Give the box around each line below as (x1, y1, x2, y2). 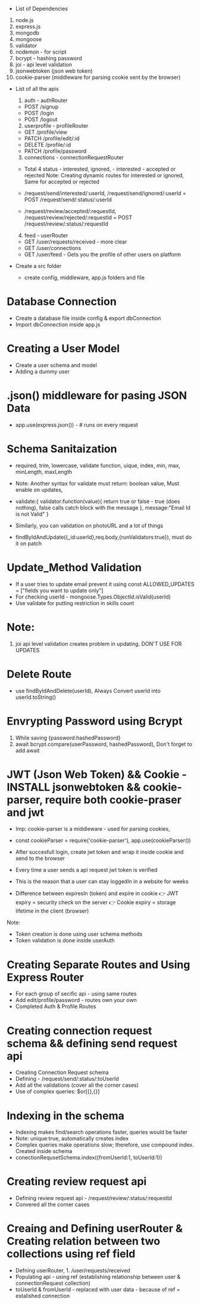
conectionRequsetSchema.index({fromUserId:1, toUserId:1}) (15, 1154, 162, 1161)
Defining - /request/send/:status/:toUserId (15, 1075, 120, 1083)
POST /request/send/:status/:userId (24, 196, 112, 203)
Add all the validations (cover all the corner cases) (15, 1081, 139, 1089)
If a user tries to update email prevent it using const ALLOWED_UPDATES (15, 580, 195, 587)
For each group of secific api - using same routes (15, 990, 137, 997)
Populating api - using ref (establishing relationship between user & (15, 1274, 181, 1281)
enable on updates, (15, 486, 63, 493)
